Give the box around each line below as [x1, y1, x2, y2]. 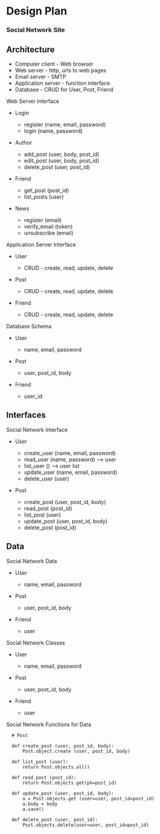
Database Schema [6, 322, 52, 329]
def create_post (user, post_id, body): [11, 742, 114, 749]
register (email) [23, 216, 62, 223]
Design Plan [6, 4, 67, 18]
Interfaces [6, 410, 46, 420]
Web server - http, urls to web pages [14, 66, 106, 73]
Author [14, 138, 32, 146]
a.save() [22, 806, 45, 812]
